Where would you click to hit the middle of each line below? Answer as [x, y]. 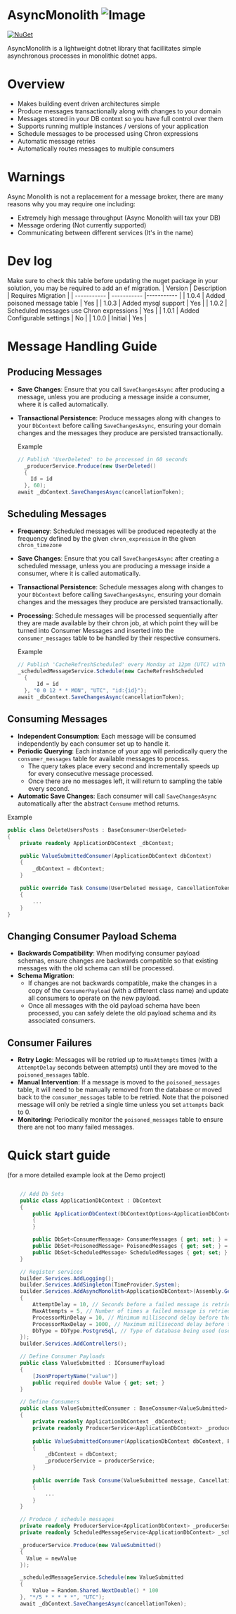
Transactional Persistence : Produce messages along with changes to [119, 418]
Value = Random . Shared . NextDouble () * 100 [96, 1591]
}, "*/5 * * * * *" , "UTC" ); [63, 1597]
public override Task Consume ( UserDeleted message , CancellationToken [125, 888]
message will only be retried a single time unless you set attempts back [120, 1105]
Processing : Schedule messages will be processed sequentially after [117, 615]
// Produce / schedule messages [67, 1520]
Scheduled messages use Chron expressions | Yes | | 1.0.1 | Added [103, 311]
